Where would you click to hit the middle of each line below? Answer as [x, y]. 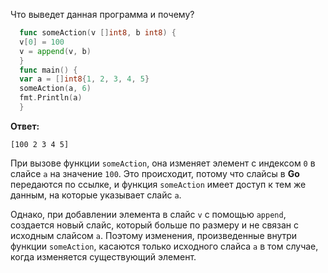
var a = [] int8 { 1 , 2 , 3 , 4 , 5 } [84, 79]
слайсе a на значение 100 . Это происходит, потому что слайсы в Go [155, 173]
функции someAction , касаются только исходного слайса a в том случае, [164, 246]
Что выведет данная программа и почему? [102, 14]
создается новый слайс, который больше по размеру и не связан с [155, 225]
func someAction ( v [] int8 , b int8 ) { [98, 33]
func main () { [48, 70]
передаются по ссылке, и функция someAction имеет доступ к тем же [158, 184]
